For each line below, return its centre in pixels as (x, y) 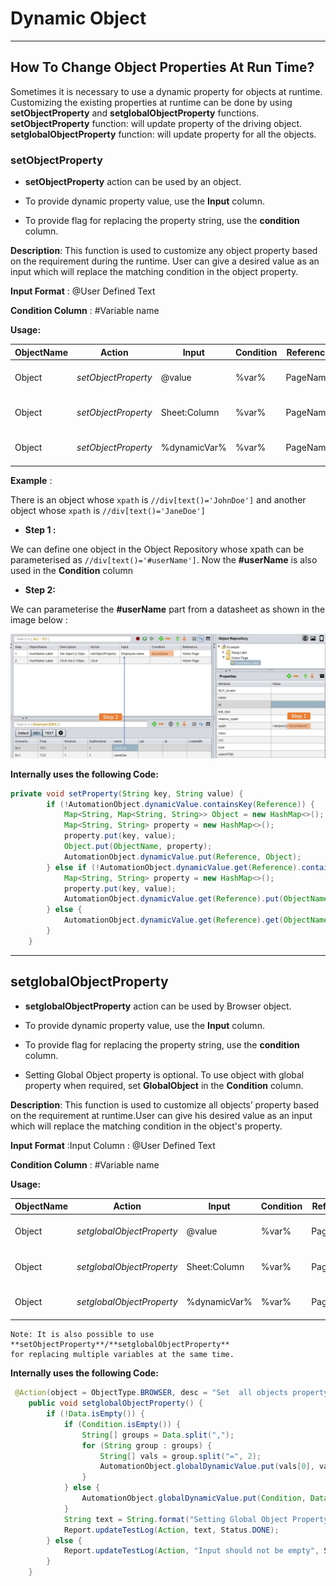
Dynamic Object (78, 18)
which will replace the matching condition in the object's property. (146, 1126)
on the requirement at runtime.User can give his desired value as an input (161, 1115)
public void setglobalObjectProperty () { (115, 1403)
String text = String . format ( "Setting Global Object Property (196, 1519)
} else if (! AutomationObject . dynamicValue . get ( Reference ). (174, 867)
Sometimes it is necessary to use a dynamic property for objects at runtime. (166, 91)
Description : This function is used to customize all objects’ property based (165, 1104)
